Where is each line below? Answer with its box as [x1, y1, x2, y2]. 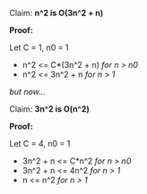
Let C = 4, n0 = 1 [9, 139, 71, 148]
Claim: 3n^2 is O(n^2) [9, 104, 90, 114]
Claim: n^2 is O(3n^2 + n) [9, 8, 104, 18]
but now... [9, 87, 47, 97]
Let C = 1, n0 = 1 [9, 42, 69, 53]
